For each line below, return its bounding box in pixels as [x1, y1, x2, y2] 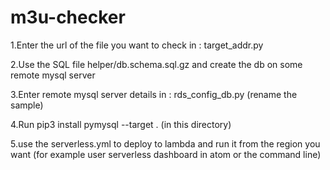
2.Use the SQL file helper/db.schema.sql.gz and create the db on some [10, 58, 303, 70]
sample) [10, 99, 44, 111]
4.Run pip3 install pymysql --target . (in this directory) [10, 118, 232, 130]
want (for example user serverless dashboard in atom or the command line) [10, 148, 322, 160]
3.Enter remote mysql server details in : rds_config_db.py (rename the [10, 88, 298, 100]
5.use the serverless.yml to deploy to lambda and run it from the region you [10, 137, 321, 150]
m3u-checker [10, 6, 126, 29]
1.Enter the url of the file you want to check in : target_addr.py [10, 39, 264, 51]
